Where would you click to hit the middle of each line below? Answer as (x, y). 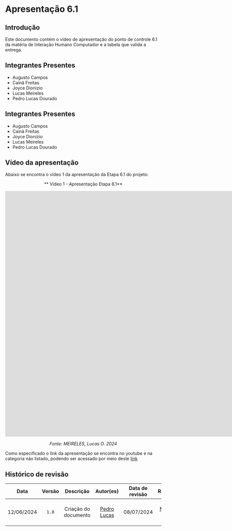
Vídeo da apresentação (42, 163)
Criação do (77, 509)
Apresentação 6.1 (42, 9)
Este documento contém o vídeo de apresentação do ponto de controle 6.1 (81, 39)
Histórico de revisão (37, 474)
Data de (138, 488)
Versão (51, 491)
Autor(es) (107, 491)
